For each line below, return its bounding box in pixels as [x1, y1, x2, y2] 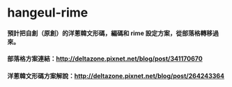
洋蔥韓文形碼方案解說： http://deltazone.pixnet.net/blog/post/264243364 [7, 71, 225, 80]
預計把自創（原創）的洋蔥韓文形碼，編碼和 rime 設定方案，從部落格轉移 [7, 29, 213, 37]
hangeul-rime [7, 5, 88, 21]
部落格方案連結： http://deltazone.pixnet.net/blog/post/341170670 [7, 55, 203, 63]
